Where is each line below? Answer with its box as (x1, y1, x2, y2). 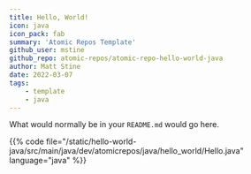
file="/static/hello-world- (45, 136, 137, 147)
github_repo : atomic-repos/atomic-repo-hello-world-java (9, 54, 224, 63)
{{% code (9, 136, 44, 147)
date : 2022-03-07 (9, 71, 73, 79)
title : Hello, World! (9, 12, 89, 22)
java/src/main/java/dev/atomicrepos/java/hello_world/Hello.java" (9, 146, 245, 156)
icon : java (9, 21, 49, 30)
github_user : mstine (9, 46, 86, 55)
